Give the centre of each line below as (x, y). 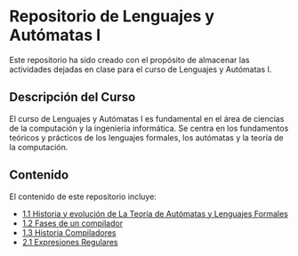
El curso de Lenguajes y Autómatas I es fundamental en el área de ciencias (147, 118)
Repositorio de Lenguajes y (112, 16)
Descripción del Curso (72, 97)
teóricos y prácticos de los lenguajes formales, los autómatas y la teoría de (147, 137)
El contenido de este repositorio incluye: (83, 196)
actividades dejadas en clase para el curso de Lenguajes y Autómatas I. (141, 69)
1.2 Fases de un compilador (72, 223)
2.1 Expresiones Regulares (70, 242)
